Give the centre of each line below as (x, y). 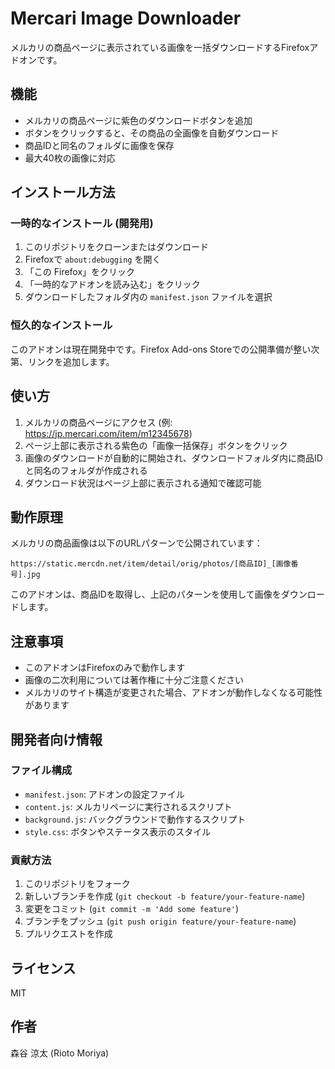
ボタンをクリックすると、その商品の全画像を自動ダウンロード (152, 133)
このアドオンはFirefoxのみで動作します (105, 668)
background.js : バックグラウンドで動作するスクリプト (135, 819)
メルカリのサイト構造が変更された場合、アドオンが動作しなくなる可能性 (173, 693)
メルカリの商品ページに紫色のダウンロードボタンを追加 (138, 120)
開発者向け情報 (56, 739)
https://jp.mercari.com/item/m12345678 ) (108, 433)
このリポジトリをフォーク (77, 884)
